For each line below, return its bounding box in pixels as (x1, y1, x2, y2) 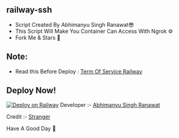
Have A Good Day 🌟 (6, 125, 56, 133)
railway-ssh (6, 5, 52, 15)
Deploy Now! (6, 85, 57, 96)
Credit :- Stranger (6, 113, 51, 120)
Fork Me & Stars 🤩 (15, 33, 61, 41)
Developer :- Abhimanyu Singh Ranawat (60, 102, 160, 109)
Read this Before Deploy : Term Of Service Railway (15, 67, 142, 75)
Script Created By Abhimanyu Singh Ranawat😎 (15, 21, 135, 28)
